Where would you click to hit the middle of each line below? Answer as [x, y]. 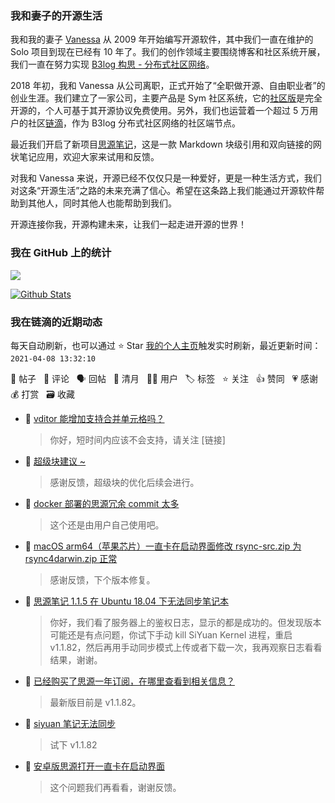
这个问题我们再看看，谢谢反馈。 [115, 787]
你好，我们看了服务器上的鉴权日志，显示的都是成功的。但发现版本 [185, 622]
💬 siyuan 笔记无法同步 [70, 723]
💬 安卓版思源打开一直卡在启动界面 [94, 766]
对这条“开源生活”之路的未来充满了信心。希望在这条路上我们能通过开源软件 [163, 191]
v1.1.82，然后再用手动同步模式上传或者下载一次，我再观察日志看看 [186, 647]
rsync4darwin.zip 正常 [71, 558]
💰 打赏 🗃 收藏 [42, 394]
